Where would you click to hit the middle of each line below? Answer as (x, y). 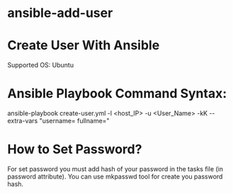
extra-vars (23, 121)
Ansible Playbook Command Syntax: (117, 94)
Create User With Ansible (84, 46)
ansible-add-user (60, 13)
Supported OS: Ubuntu (41, 65)
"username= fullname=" (74, 121)
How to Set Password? (75, 149)
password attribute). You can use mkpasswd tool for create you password (115, 176)
